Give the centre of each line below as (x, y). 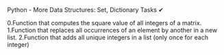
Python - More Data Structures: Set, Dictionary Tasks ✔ (85, 10)
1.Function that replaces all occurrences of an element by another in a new (112, 30)
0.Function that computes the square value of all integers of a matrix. (104, 23)
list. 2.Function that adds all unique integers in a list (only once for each (108, 37)
